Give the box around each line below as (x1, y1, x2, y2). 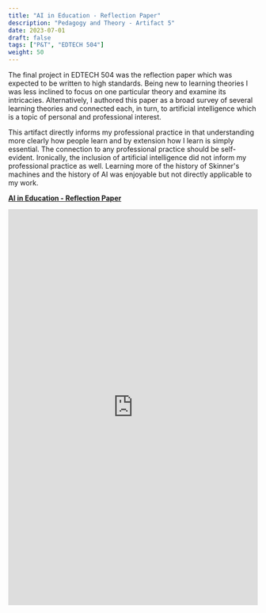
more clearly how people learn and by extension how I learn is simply (8, 136, 234, 145)
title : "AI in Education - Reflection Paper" (8, 11, 161, 20)
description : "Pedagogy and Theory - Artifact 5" (8, 19, 176, 27)
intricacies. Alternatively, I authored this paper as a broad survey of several (8, 96, 253, 105)
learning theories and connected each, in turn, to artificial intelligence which (8, 104, 256, 113)
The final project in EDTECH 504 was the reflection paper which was (8, 70, 233, 79)
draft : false (8, 33, 51, 42)
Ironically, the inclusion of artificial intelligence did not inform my (36, 153, 247, 162)
